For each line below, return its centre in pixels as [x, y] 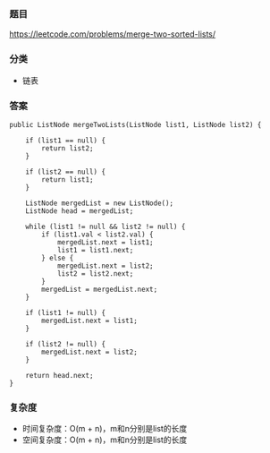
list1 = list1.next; [95, 250]
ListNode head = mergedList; [80, 211]
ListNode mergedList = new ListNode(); [100, 203]
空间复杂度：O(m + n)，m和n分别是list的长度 [105, 440]
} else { [58, 258]
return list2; [67, 148]
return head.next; [59, 375]
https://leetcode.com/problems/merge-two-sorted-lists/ [113, 34]
